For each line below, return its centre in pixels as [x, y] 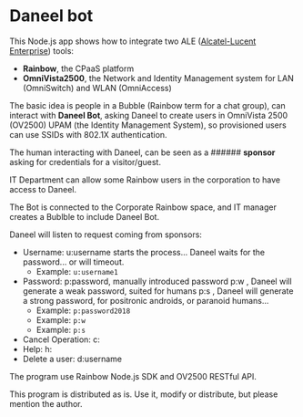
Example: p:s [61, 329]
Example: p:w [61, 319]
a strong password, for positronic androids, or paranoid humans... [146, 300]
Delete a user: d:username [72, 359]
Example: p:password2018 [83, 310]
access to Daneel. [43, 189]
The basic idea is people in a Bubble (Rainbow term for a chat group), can [148, 105]
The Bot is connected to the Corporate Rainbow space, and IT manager [143, 207]
